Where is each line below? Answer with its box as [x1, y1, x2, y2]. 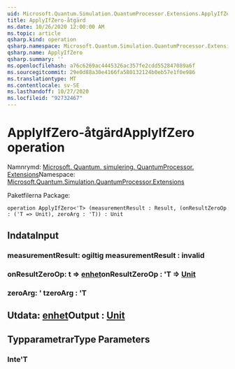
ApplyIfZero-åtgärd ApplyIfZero [7, 125, 195, 140]
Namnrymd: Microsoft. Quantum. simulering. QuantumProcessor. [7, 162, 194, 171]
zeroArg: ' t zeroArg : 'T [7, 288, 87, 298]
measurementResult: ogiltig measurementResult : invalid [7, 251, 205, 261]
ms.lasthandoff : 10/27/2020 [7, 88, 90, 95]
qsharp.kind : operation [7, 36, 77, 43]
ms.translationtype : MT [7, 75, 77, 82]
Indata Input [7, 230, 59, 242]
